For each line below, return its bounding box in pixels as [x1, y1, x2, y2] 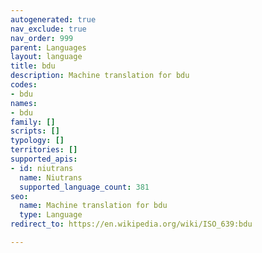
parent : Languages [10, 42, 87, 53]
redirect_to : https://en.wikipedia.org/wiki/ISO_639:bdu [10, 219, 253, 230]
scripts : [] [10, 126, 60, 136]
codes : [10, 80, 38, 90]
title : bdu [10, 61, 56, 71]
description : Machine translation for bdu [10, 71, 190, 81]
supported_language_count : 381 [19, 182, 150, 192]
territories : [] [10, 145, 78, 155]
